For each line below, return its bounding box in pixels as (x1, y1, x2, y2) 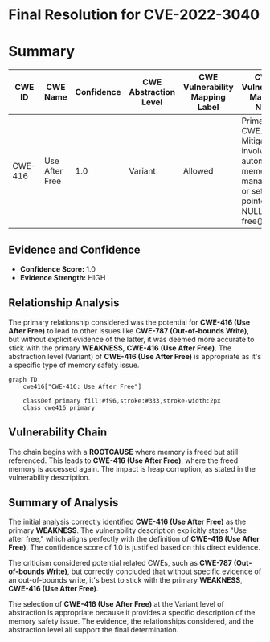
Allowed (182, 166, 214, 177)
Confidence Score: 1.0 (19, 264, 96, 274)
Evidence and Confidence (8, 243, 141, 256)
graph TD (8, 375, 38, 383)
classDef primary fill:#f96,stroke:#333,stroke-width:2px (22, 396, 221, 405)
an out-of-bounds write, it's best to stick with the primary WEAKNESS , (8, 575, 243, 585)
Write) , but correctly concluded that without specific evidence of (46, 566, 262, 576)
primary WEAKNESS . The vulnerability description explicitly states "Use (8, 525, 247, 535)
